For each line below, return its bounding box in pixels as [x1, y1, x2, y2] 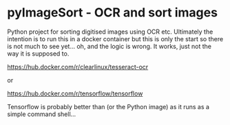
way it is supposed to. [7, 49, 70, 58]
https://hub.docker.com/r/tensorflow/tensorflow [7, 89, 143, 98]
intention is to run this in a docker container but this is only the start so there [7, 34, 224, 43]
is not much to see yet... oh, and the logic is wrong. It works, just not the [7, 42, 212, 50]
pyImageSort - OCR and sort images [7, 5, 218, 21]
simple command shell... [7, 110, 76, 118]
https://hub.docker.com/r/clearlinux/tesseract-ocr [7, 62, 149, 71]
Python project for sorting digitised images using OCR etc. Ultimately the [7, 27, 213, 36]
